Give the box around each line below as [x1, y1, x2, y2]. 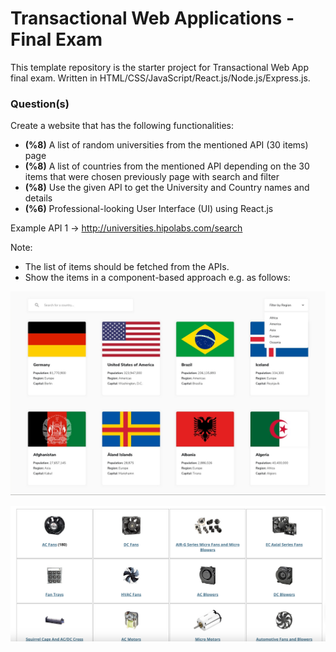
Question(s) [10, 97, 70, 111]
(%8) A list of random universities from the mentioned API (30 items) [24, 139, 309, 151]
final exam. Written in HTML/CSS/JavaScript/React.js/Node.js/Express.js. [10, 72, 311, 84]
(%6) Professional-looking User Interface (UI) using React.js [24, 203, 274, 215]
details [24, 192, 53, 204]
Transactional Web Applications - [10, 7, 295, 30]
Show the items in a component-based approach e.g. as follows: [24, 272, 291, 284]
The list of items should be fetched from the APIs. [24, 261, 230, 273]
